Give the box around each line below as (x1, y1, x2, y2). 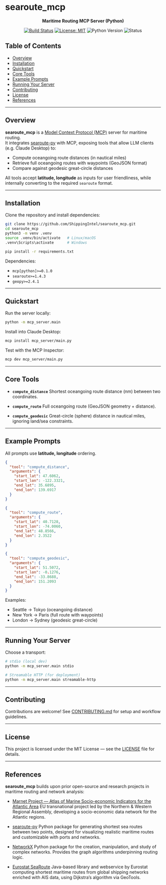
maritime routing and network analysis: (5, 789, 84, 795)
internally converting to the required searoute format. (5, 180, 113, 186)
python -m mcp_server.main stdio (5, 664, 74, 669)
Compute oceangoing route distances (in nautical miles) (12, 155, 127, 160)
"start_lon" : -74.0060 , (14, 524, 63, 529)
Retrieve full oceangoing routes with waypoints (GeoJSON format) (12, 160, 147, 166)
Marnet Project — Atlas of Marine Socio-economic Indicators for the (12, 798, 152, 804)
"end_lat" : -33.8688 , (14, 574, 58, 579)
